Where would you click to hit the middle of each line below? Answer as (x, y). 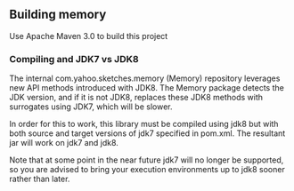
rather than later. (40, 179)
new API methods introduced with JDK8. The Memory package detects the (147, 88)
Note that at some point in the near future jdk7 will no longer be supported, (147, 160)
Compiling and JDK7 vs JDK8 (74, 59)
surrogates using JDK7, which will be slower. (91, 107)
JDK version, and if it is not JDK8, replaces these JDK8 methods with (136, 98)
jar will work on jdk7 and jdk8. (64, 143)
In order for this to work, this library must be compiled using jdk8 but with (144, 124)
